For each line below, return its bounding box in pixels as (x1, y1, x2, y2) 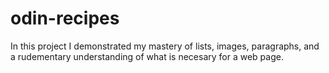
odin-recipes (10, 7, 120, 30)
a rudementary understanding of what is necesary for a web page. (10, 50, 284, 62)
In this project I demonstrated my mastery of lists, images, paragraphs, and (10, 40, 320, 52)
